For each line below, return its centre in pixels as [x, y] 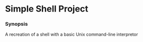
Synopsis [16, 24]
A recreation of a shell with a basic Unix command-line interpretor [71, 34]
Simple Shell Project [47, 9]
